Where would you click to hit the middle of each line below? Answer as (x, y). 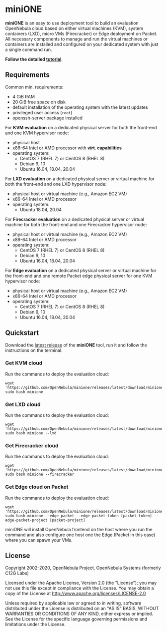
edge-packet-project (27, 520)
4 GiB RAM (24, 96)
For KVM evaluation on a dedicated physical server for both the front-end (81, 127)
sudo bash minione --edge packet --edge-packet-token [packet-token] (79, 516)
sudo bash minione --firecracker (40, 474)
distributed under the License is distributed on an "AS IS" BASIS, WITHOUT (82, 608)
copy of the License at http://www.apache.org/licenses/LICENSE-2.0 (76, 593)
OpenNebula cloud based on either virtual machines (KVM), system (74, 28)
